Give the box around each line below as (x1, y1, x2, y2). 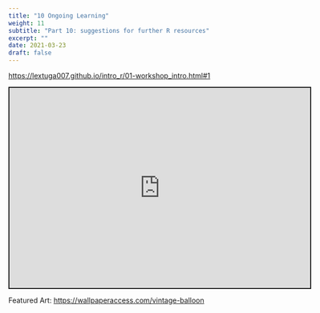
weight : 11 (8, 19, 45, 27)
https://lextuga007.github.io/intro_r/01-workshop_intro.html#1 (8, 71, 211, 80)
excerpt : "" (8, 34, 48, 42)
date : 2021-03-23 (8, 42, 67, 50)
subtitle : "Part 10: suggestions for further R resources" (8, 26, 210, 34)
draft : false (8, 49, 52, 57)
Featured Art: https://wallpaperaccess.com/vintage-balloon (8, 295, 205, 305)
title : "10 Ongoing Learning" (8, 11, 110, 20)
